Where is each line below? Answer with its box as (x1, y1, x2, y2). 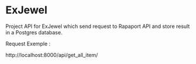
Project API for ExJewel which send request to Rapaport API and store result (5, 23, 190, 30)
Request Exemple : (5, 40, 51, 47)
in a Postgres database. (5, 29, 63, 35)
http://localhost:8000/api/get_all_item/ (5, 51, 98, 58)
